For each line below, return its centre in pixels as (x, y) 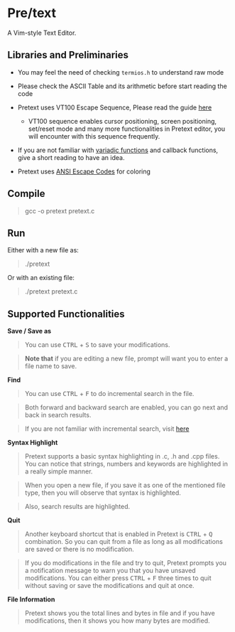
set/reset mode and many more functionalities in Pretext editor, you (127, 129)
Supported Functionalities (66, 314)
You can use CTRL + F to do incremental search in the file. (109, 394)
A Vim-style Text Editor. (42, 33)
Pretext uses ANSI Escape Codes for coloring (84, 171)
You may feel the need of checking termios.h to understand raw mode (121, 72)
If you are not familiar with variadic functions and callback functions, (118, 150)
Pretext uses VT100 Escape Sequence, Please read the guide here (115, 107)
